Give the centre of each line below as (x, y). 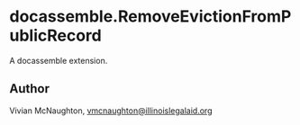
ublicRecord (55, 36)
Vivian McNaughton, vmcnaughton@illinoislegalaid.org (111, 111)
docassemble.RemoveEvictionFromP (150, 17)
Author (29, 89)
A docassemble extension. (59, 60)
